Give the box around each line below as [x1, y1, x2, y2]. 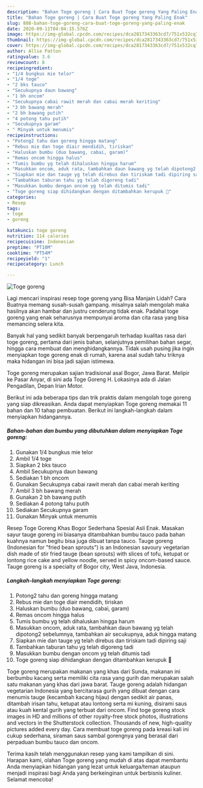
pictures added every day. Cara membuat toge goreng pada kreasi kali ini [7, 726, 189, 733]
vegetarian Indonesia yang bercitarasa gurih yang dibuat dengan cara [7, 687, 180, 694]
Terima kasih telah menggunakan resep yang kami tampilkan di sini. [7, 750, 175, 758]
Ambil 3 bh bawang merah [15, 487, 81, 495]
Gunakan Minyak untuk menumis [15, 513, 97, 520]
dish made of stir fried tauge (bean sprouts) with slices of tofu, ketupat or [7, 550, 189, 557]
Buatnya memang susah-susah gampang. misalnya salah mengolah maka [7, 301, 189, 309]
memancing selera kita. [7, 321, 65, 328]
